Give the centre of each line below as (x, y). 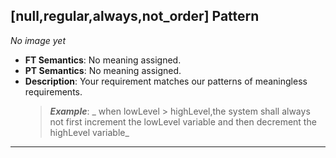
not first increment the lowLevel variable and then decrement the (183, 121)
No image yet (38, 40)
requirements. (53, 91)
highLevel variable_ (89, 132)
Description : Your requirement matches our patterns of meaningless (166, 81)
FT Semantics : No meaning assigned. (103, 60)
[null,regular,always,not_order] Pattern (135, 16)
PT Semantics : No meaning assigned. (103, 70)
